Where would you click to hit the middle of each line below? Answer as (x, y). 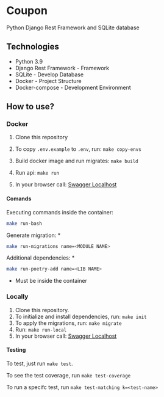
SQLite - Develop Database (49, 75)
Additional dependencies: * (41, 258)
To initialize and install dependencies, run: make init (81, 316)
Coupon (27, 11)
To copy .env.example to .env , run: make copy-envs (78, 149)
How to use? (30, 107)
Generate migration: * (34, 235)
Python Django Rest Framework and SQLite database (73, 27)
